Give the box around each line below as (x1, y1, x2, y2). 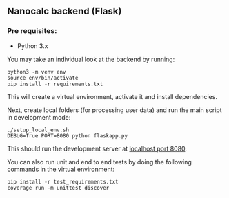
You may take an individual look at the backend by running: (7, 55, 175, 63)
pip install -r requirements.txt (7, 80, 103, 87)
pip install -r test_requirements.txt (7, 178, 119, 185)
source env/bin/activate (7, 74, 79, 81)
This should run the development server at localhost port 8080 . (7, 144, 188, 153)
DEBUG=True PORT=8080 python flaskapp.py (7, 132, 128, 140)
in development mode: (7, 113, 71, 121)
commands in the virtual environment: (7, 165, 115, 173)
